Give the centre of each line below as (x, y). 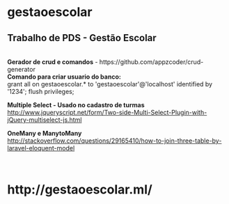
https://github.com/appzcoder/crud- (151, 62)
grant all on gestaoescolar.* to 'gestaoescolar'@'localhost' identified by (110, 84)
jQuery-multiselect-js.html (45, 120)
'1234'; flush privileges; (41, 92)
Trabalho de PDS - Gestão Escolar (82, 38)
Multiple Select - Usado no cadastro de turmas (76, 105)
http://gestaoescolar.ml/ (80, 190)
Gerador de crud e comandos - (53, 62)
